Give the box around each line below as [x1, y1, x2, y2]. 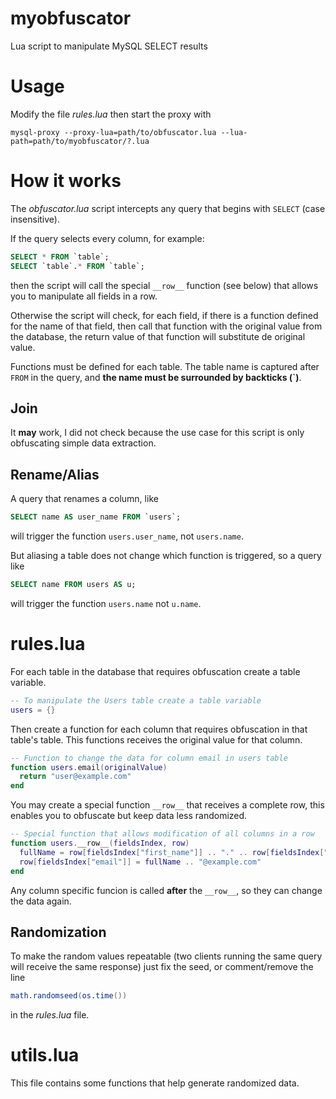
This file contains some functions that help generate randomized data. [10, 1077, 300, 1089]
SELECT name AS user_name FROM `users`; [10, 512, 182, 522]
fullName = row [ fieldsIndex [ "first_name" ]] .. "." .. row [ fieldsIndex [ [19, 847, 325, 857]
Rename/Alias [10, 466, 100, 483]
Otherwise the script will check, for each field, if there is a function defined [10, 309, 319, 321]
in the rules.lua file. [10, 1009, 90, 1021]
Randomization [10, 923, 107, 941]
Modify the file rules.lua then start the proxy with [10, 108, 212, 120]
